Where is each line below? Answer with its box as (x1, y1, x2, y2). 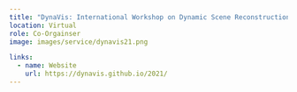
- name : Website (17, 61, 77, 70)
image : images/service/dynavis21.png (9, 37, 148, 46)
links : (9, 53, 34, 62)
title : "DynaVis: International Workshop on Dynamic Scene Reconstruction (9, 12, 291, 22)
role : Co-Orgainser (9, 29, 81, 38)
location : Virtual (9, 21, 77, 30)
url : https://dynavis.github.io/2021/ (25, 69, 168, 79)
